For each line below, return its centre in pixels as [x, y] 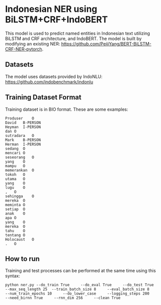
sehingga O [20, 196]
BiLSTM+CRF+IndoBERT [56, 20]
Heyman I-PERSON [23, 127]
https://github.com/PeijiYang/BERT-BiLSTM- [106, 44]
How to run [23, 259]
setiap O [15, 209]
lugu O [15, 187]
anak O [15, 214]
